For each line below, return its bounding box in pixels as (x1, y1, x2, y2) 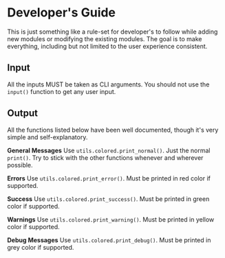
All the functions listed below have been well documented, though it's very (7, 126, 219, 134)
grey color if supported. (7, 243, 74, 251)
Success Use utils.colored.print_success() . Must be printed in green (7, 194, 210, 203)
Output (7, 108, 38, 119)
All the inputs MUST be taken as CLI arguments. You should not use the (7, 80, 210, 89)
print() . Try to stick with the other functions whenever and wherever (7, 153, 204, 162)
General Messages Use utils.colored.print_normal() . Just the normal (7, 146, 211, 154)
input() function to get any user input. (7, 87, 116, 95)
